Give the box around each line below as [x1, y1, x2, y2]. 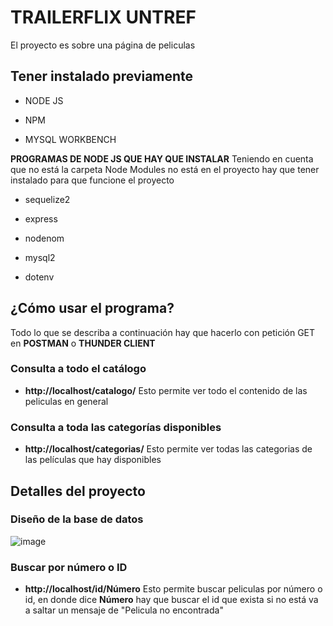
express [24, 212, 58, 225]
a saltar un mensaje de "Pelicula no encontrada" [24, 604, 224, 616]
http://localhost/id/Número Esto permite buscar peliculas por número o [24, 583, 323, 595]
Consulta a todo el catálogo [10, 362, 147, 376]
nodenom [24, 232, 65, 244]
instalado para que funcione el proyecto [10, 174, 175, 186]
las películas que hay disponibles [24, 454, 162, 466]
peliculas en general [24, 395, 109, 407]
